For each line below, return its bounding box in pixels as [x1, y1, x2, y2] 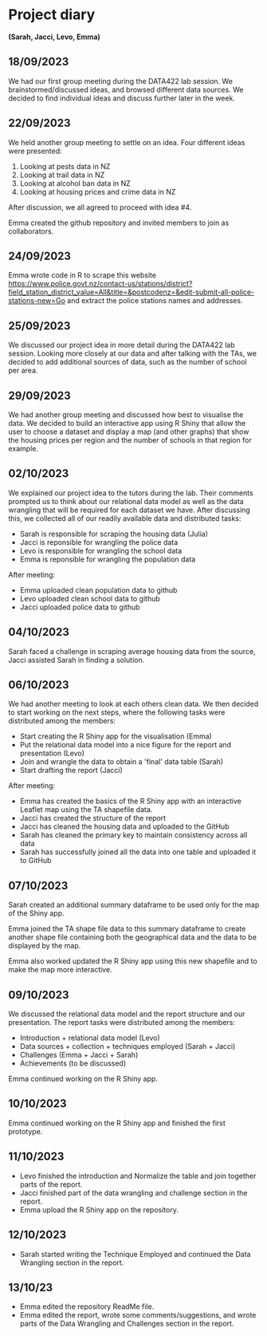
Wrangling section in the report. [19, 1258, 124, 1267]
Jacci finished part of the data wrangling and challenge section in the [19, 1188, 248, 1197]
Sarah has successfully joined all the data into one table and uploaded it [19, 847, 257, 857]
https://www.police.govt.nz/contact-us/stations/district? [8, 279, 193, 289]
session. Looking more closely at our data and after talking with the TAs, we [8, 349, 257, 358]
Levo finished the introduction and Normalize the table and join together [19, 1171, 257, 1180]
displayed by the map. [8, 941, 81, 951]
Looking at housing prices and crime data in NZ [19, 187, 176, 196]
